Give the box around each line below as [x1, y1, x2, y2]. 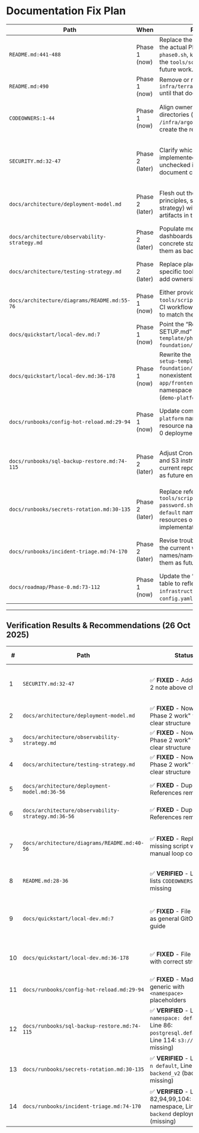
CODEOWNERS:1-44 [9, 114, 55, 121]
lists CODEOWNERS [150, 876, 193, 885]
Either [159, 288, 176, 296]
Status [174, 651, 194, 659]
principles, [159, 196, 188, 204]
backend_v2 [150, 1070, 181, 1077]
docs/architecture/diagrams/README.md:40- [23, 840, 145, 846]
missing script [150, 841, 190, 850]
